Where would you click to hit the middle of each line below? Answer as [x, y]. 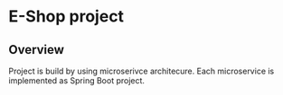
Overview [37, 50]
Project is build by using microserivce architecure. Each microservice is [141, 71]
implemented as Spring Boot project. [77, 81]
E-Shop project [66, 17]
